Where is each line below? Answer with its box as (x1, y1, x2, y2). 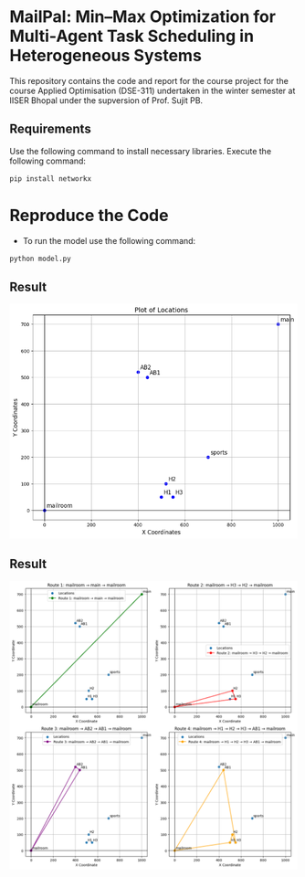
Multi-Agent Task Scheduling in (9, 26, 254, 47)
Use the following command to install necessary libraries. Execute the (9, 145, 272, 156)
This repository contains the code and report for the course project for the (9, 75, 289, 86)
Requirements (9, 122, 91, 137)
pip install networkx (9, 174, 92, 184)
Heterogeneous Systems (9, 46, 203, 66)
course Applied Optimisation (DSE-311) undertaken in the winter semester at (9, 85, 296, 96)
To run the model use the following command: (22, 235, 196, 246)
